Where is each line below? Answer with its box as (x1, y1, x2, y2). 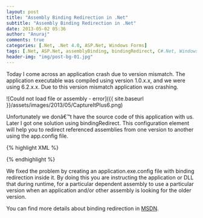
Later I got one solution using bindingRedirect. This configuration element (6, 119, 189, 127)
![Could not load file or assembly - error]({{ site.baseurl (6, 95, 144, 102)
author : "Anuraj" (6, 31, 50, 37)
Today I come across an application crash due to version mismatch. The (6, 70, 185, 77)
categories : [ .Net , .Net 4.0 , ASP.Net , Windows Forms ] (6, 43, 147, 49)
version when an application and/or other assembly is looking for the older (6, 187, 192, 194)
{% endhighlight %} (6, 155, 56, 163)
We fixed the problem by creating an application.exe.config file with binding (6, 167, 195, 175)
